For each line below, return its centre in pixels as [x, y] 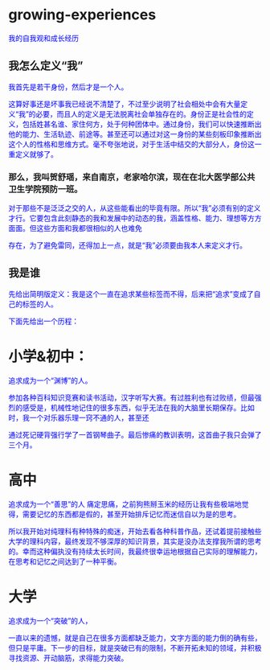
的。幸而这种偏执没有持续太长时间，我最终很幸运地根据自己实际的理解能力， [135, 551]
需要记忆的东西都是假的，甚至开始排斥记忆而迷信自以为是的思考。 [131, 514]
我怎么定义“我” [46, 66]
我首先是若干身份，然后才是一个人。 [68, 87]
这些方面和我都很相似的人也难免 [89, 228]
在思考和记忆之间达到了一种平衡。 [65, 561]
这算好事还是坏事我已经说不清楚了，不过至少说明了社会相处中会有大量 [125, 104]
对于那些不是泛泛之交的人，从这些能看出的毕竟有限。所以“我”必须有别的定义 [135, 208]
